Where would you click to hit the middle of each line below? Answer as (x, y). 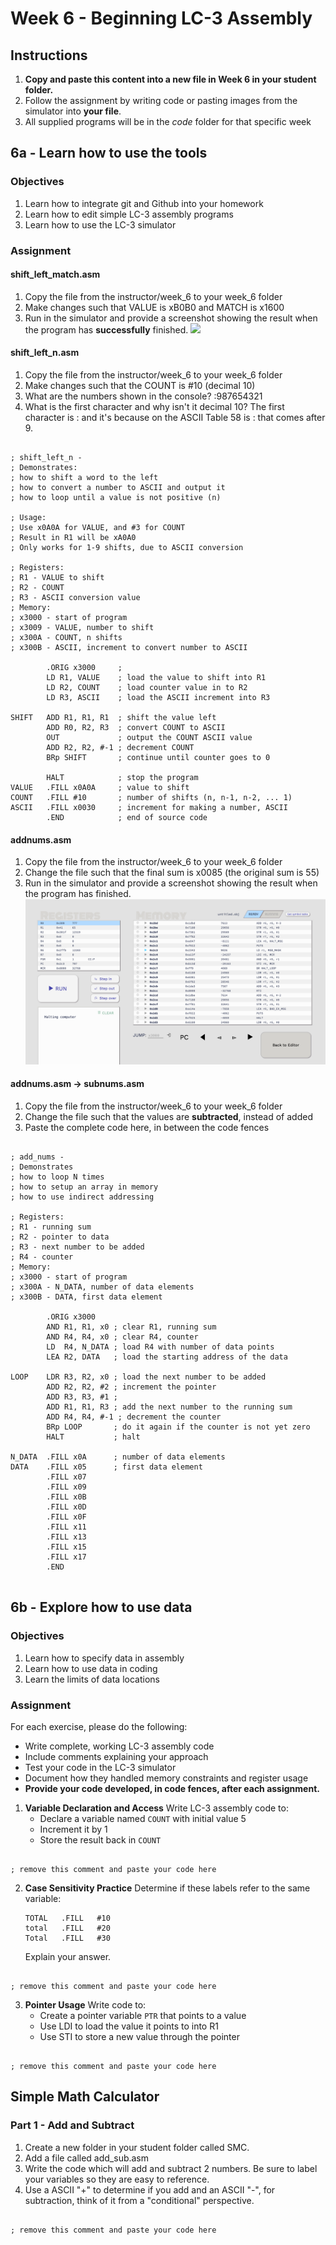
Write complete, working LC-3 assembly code (119, 1746)
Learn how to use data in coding (91, 1668)
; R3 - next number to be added (77, 1247)
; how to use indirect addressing (82, 1197)
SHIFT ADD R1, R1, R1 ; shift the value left (113, 718)
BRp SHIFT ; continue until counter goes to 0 (158, 758)
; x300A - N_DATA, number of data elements (102, 1287)
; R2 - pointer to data (60, 1237)
